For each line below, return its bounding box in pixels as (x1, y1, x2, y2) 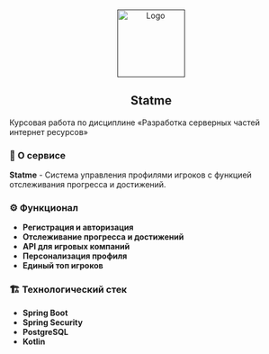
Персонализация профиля (22, 250, 128, 261)
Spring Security (22, 316, 84, 328)
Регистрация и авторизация (22, 222, 134, 233)
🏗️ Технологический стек (9, 284, 128, 296)
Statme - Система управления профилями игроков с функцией (9, 169, 252, 180)
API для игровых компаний (22, 241, 130, 252)
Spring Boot (22, 307, 68, 318)
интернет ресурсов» (9, 126, 88, 137)
